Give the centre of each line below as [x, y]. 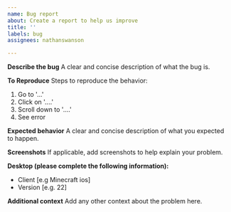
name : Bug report [33, 14]
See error [32, 117]
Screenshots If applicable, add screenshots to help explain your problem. [115, 152]
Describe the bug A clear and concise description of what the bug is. [109, 67]
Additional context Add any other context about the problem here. [105, 201]
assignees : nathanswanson [45, 41]
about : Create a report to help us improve [73, 21]
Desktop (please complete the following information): [88, 166]
